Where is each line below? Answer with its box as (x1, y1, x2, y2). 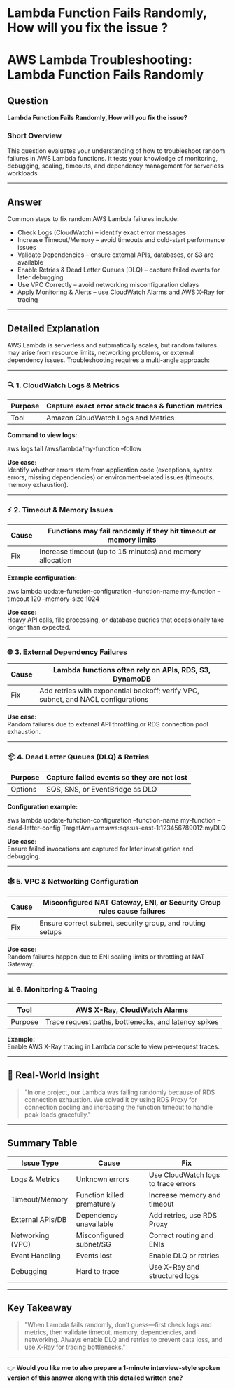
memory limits (107, 535, 157, 545)
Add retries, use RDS (148, 1210, 218, 1220)
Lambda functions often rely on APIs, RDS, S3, (53, 665, 211, 674)
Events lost (76, 1251, 113, 1261)
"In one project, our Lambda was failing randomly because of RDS (24, 1088, 215, 1096)
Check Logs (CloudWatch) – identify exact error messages (17, 228, 187, 237)
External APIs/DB (10, 1214, 67, 1224)
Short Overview (7, 131, 62, 141)
